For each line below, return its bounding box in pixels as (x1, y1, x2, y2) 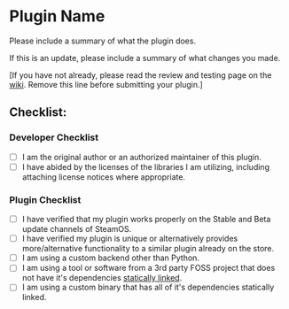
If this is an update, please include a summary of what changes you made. (9, 52, 281, 63)
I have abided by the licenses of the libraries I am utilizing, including (21, 161, 270, 172)
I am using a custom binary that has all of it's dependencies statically (21, 282, 275, 293)
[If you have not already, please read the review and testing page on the (9, 69, 272, 81)
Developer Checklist (9, 131, 99, 143)
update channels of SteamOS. (21, 224, 132, 235)
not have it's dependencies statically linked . (21, 273, 183, 283)
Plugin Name (9, 6, 105, 27)
